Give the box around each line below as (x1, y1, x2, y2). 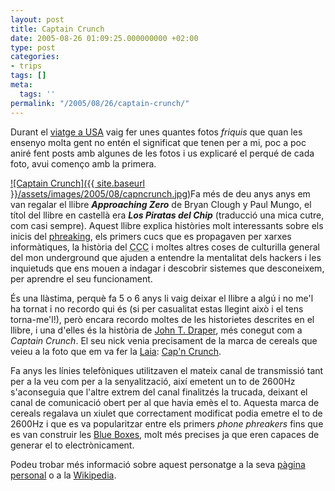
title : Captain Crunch (10, 24, 105, 34)
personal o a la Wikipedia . (10, 469, 117, 481)
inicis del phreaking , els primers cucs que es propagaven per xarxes (10, 230, 292, 242)
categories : (10, 52, 60, 62)
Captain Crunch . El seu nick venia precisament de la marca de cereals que (10, 334, 318, 346)
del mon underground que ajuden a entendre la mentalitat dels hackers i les (10, 251, 322, 263)
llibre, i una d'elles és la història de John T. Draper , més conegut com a (10, 324, 303, 336)
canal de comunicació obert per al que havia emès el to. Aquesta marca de (10, 396, 320, 408)
